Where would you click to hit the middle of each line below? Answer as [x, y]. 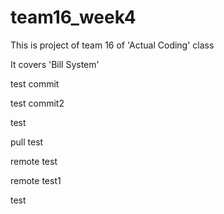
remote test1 [36, 180]
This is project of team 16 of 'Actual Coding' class [112, 45]
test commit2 [37, 103]
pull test [27, 142]
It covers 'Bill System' [55, 64]
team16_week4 [73, 17]
